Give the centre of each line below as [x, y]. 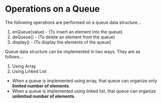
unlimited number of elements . [44, 96]
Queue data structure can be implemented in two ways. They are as [73, 51]
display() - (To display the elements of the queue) [62, 42]
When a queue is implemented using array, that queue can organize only [85, 81]
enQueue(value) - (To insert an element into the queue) [67, 32]
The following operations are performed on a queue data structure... [73, 22]
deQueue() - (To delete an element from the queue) [64, 37]
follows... [14, 56]
